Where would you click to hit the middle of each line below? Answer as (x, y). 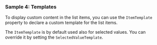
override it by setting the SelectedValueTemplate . (54, 37)
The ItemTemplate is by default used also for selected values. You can (76, 32)
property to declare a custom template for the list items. (61, 22)
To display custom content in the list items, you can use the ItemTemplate (79, 18)
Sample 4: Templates (31, 7)
